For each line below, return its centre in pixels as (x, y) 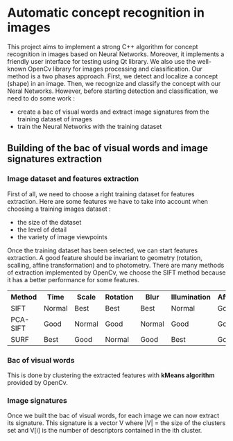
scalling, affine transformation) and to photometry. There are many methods (116, 265)
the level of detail (42, 230)
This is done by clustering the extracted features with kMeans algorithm (111, 375)
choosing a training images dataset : (59, 209)
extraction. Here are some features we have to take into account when (107, 201)
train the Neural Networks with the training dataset (89, 126)
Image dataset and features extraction (73, 179)
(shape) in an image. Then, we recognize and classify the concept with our (114, 83)
